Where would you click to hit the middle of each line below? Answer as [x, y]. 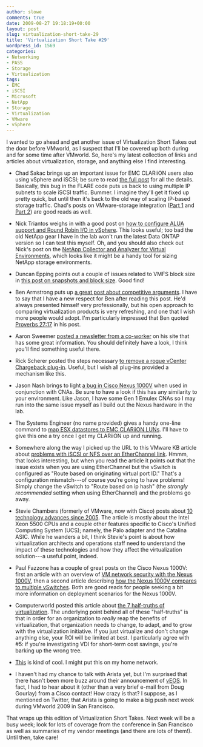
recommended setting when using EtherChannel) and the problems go [103, 493]
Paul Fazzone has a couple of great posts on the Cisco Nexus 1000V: [101, 568]
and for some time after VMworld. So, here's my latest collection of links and [102, 155]
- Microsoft [21, 96]
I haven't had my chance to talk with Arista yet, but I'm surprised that [101, 674]
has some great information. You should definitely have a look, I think [101, 343]
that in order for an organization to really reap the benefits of [91, 618]
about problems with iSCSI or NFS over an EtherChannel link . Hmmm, [101, 454]
